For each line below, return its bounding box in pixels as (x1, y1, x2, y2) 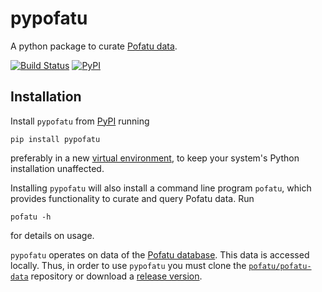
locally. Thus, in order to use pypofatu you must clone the (10, 259, 247, 271)
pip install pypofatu (10, 134, 101, 144)
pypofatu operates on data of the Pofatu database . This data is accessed (10, 248, 310, 261)
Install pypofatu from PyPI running (10, 115, 150, 127)
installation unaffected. (10, 162, 105, 174)
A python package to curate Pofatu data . (10, 40, 178, 52)
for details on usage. (10, 229, 95, 241)
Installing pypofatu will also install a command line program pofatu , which (10, 182, 312, 194)
